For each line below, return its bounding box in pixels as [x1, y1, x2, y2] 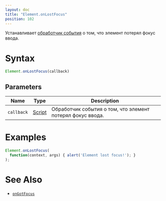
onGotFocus [12, 191, 35, 196]
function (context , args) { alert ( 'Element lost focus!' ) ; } [9, 152, 136, 157]
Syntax [5, 52, 35, 64]
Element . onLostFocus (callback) [5, 69, 70, 74]
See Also [5, 174, 42, 185]
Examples [5, 132, 46, 143]
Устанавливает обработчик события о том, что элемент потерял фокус [5, 30, 156, 36]
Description [90, 98, 120, 104]
